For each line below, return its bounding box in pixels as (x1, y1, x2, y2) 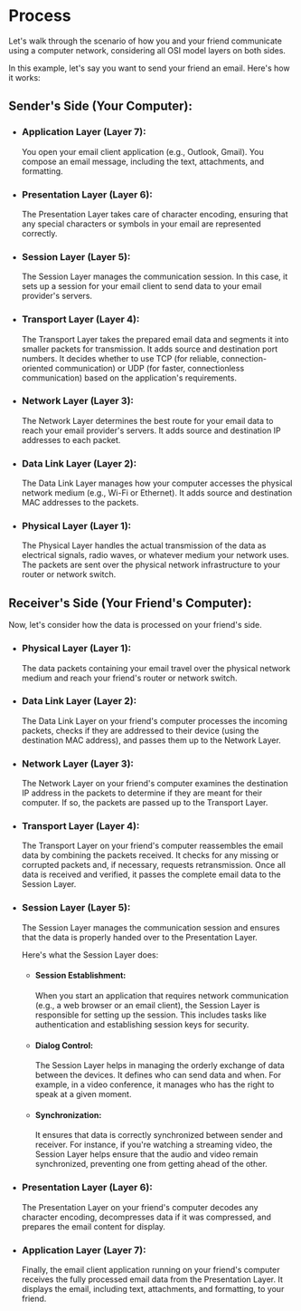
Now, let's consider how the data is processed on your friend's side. (8, 620, 263, 631)
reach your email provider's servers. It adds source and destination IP (21, 425, 281, 436)
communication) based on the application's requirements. (21, 372, 237, 383)
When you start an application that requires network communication (34, 989, 289, 1001)
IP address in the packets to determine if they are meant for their (21, 787, 263, 798)
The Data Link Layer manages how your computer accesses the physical (21, 477, 293, 489)
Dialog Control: (34, 1039, 94, 1051)
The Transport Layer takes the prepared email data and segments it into (21, 333, 289, 344)
